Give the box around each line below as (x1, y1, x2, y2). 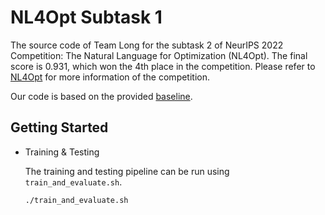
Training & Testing (24, 146, 100, 158)
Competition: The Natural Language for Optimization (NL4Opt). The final (10, 49, 308, 61)
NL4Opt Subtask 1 (10, 6, 163, 29)
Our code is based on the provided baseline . (10, 90, 193, 102)
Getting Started (10, 119, 109, 136)
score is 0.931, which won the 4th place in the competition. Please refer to (10, 60, 316, 72)
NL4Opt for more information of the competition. (10, 71, 211, 83)
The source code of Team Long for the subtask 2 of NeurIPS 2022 (10, 39, 284, 51)
